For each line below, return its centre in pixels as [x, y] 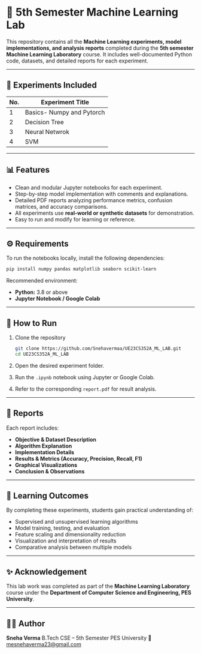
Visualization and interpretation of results [66, 541]
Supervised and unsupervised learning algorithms [77, 522]
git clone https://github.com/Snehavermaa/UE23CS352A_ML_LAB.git [98, 349]
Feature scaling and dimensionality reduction [70, 535]
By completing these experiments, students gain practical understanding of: [100, 510]
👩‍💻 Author [26, 623]
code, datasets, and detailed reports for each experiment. [77, 61]
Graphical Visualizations [46, 465]
